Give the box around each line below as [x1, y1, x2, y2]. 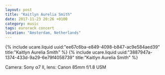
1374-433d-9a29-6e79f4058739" [5, 55, 75, 60]
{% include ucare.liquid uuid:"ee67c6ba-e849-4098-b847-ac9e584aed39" [5, 44, 160, 50]
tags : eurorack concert [5, 26, 55, 31]
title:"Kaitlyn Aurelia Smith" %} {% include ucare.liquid [5, 49, 117, 55]
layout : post [5, 7, 32, 12]
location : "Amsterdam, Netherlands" [5, 30, 81, 35]
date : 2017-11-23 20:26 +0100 [5, 16, 68, 21]
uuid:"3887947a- [117, 49, 153, 55]
